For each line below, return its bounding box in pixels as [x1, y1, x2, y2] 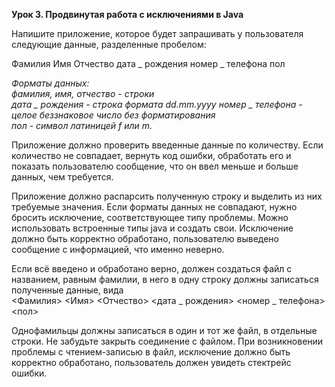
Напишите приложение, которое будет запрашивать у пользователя [11, 28, 304, 39]
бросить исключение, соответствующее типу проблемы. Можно [11, 212, 289, 223]
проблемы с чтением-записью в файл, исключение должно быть [11, 346, 291, 358]
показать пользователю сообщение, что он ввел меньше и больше [11, 160, 299, 172]
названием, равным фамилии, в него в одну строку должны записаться [11, 274, 319, 285]
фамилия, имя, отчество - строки [11, 88, 155, 99]
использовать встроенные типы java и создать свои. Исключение [11, 222, 294, 234]
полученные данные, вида [11, 284, 124, 296]
